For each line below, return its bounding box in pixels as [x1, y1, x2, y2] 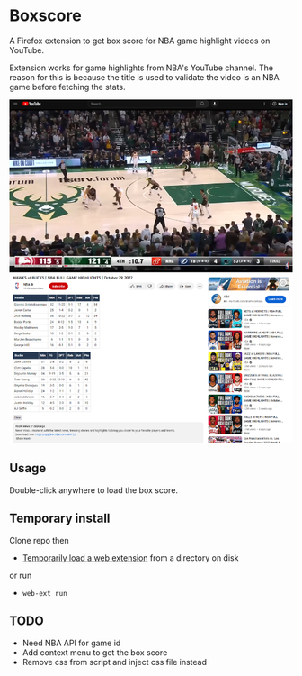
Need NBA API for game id [22, 637, 121, 648]
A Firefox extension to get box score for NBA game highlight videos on [9, 35, 271, 46]
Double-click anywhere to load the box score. [9, 484, 178, 496]
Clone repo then [9, 534, 69, 545]
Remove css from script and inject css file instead [22, 656, 208, 667]
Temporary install [9, 511, 111, 526]
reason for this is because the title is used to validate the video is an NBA [9, 71, 280, 82]
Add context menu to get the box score [22, 646, 168, 658]
